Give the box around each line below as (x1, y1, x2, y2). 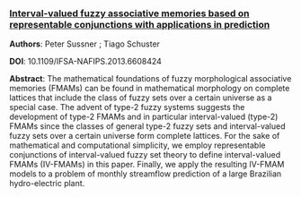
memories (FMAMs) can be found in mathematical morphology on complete (9, 83, 290, 94)
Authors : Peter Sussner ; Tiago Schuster (9, 39, 160, 49)
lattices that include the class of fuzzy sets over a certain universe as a (9, 92, 272, 103)
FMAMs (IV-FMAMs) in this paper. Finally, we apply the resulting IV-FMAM (9, 159, 285, 170)
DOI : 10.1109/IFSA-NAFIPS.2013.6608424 (9, 56, 162, 67)
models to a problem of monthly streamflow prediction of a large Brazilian (9, 168, 282, 179)
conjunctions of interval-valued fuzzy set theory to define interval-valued (9, 150, 281, 160)
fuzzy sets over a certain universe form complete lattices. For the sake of (9, 131, 280, 141)
